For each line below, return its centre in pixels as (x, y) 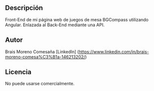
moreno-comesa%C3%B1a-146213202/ (45, 57)
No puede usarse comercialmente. (40, 84)
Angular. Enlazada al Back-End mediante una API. (55, 25)
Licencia (18, 72)
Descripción (24, 8)
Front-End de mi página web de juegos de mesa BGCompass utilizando (77, 19)
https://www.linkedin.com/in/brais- (114, 52)
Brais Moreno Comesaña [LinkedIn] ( (42, 52)
